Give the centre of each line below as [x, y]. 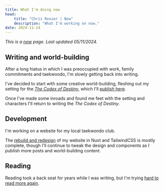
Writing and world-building [47, 57]
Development [26, 119]
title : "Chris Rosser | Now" [44, 19]
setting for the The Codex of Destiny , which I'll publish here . [66, 89]
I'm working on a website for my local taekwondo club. [60, 131]
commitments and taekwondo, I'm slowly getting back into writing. [72, 74]
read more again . [22, 183]
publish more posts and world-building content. [53, 150]
